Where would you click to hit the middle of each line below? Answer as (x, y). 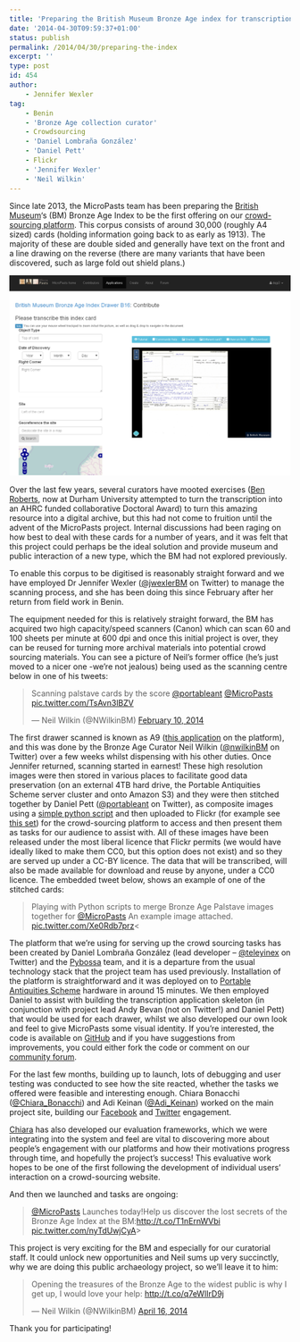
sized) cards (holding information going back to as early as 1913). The (137, 234)
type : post (29, 66)
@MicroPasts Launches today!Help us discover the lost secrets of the (159, 1212)
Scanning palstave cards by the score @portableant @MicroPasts (152, 693)
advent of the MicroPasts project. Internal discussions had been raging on (145, 528)
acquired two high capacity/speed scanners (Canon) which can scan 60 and (150, 629)
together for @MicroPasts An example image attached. (132, 917)
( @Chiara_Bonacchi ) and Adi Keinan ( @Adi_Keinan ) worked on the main (142, 1103)
